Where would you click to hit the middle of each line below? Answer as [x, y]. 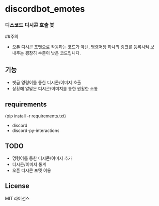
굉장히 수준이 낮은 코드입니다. [53, 53]
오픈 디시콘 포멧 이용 [32, 170]
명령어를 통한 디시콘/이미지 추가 [42, 158]
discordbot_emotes [45, 9]
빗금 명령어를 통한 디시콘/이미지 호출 [47, 83]
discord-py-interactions [36, 131]
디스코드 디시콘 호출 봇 [30, 25]
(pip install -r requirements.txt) [36, 116]
